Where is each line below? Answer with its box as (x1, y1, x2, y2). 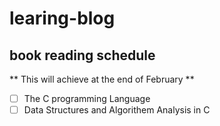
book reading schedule (9, 47, 156, 64)
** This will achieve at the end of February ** (9, 73, 195, 85)
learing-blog (9, 7, 116, 30)
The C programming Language (23, 93, 151, 104)
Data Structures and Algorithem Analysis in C (23, 104, 211, 116)
